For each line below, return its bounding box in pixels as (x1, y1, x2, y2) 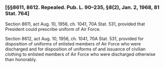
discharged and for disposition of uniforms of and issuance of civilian (5, 46, 146, 52)
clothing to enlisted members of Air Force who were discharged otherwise (5, 51, 156, 57)
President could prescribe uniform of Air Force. (5, 26, 101, 32)
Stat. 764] (5, 10, 30, 17)
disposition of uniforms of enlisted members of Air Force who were (5, 41, 141, 47)
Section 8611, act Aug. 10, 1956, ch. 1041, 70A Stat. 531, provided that (5, 21, 145, 27)
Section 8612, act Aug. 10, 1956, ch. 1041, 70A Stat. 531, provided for (5, 36, 144, 42)
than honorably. (5, 57, 37, 63)
